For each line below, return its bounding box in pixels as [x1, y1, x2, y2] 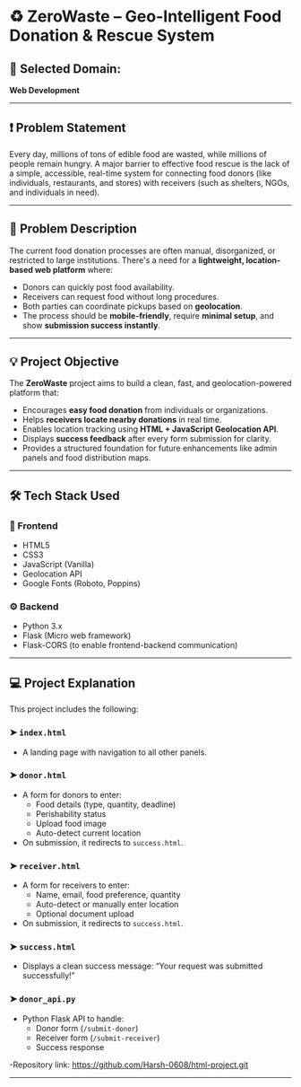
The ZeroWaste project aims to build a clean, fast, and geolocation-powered [9, 378, 292, 389]
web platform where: [34, 264, 114, 275]
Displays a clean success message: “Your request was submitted [21, 960, 263, 971]
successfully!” [21, 970, 75, 981]
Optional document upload [35, 908, 134, 919]
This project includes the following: [9, 704, 139, 714]
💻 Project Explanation [9, 675, 136, 690]
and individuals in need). [9, 187, 100, 197]
